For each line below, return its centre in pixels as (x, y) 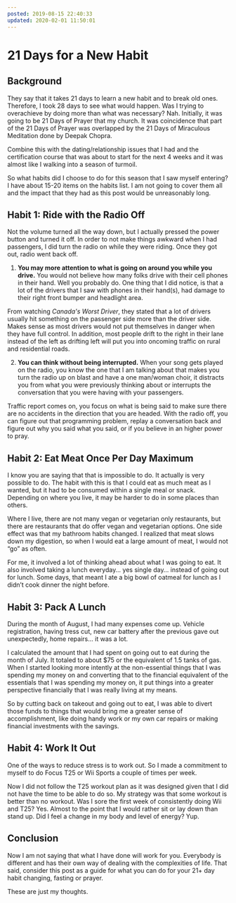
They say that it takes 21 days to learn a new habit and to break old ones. (113, 98)
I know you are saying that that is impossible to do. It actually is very (106, 475)
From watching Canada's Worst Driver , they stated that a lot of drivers (109, 311)
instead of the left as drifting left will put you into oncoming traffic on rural (114, 342)
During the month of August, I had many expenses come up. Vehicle (106, 623)
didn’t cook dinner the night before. (59, 585)
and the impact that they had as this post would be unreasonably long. (109, 193)
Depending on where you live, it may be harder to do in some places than (113, 498)
